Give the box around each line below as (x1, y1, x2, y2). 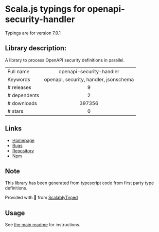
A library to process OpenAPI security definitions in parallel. (5, 57, 125, 63)
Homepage (12, 137, 35, 143)
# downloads (7, 100, 37, 106)
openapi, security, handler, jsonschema (44, 76, 134, 83)
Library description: (5, 44, 67, 52)
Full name (7, 68, 30, 75)
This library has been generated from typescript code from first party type (5, 180, 154, 186)
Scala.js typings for (5, 3, 86, 15)
